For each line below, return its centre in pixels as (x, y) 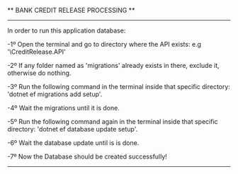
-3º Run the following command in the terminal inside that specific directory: (119, 87)
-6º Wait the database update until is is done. (73, 143)
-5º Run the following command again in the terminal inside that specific (113, 122)
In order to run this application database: (67, 30)
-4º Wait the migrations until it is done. (64, 108)
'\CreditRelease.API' (36, 52)
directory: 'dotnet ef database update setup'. (73, 129)
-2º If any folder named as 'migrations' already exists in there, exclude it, (113, 65)
